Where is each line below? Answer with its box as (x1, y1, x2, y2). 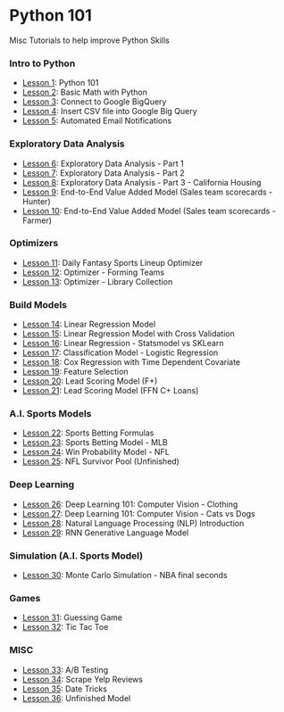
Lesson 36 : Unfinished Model (21, 692, 131, 703)
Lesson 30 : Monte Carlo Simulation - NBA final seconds (21, 570, 228, 581)
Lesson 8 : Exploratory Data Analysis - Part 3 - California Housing (21, 177, 262, 187)
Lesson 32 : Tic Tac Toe (21, 622, 109, 633)
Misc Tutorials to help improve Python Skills (9, 35, 170, 46)
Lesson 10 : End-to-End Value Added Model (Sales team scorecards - (21, 205, 277, 216)
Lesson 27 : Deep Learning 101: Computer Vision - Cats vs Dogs (21, 508, 256, 518)
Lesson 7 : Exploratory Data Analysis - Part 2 (21, 167, 185, 178)
